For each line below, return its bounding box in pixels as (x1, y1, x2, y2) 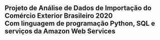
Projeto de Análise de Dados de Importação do (4, 4, 152, 12)
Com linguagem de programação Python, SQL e (4, 19, 156, 28)
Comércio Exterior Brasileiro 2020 (4, 12, 113, 20)
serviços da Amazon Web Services (4, 27, 116, 36)
